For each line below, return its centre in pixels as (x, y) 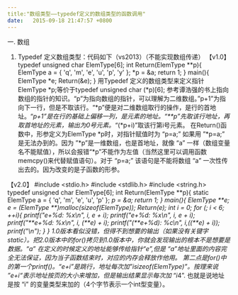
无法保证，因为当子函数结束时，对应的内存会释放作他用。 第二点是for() (117, 257)
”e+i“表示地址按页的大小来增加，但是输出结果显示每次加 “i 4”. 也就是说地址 (116, 275)
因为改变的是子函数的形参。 (83, 169)
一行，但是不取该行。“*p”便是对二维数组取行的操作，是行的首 (120, 107)
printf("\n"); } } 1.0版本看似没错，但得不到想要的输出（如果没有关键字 (108, 230)
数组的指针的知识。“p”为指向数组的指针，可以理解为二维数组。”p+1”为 (119, 98)
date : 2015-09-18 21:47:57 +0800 (60, 21)
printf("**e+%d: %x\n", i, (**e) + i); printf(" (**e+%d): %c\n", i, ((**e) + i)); (114, 222)
